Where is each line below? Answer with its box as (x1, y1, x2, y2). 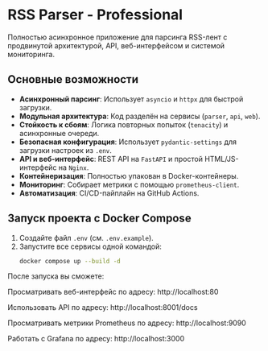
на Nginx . (58, 163, 89, 172)
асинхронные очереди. (19, 128, 100, 138)
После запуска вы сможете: (7, 271, 105, 281)
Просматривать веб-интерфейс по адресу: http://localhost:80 (7, 287, 219, 297)
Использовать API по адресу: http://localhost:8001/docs (7, 303, 198, 312)
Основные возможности (7, 72, 138, 86)
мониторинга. (7, 49, 56, 59)
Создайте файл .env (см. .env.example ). (19, 233, 154, 242)
